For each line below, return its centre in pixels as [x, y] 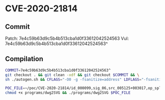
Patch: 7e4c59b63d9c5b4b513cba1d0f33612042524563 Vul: [67, 38]
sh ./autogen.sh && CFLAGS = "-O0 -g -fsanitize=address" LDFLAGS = [73, 79]
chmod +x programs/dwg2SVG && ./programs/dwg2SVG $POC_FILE [68, 93]
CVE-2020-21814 [41, 9]
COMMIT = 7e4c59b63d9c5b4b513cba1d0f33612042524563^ [58, 70]
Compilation [24, 59]
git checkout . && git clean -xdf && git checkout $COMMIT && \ [72, 75]
